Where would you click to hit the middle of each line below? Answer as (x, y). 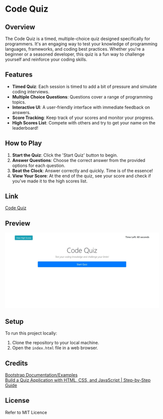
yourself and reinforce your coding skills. (46, 59)
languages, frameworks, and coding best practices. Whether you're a (75, 49)
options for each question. (39, 165)
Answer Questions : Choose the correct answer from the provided (79, 160)
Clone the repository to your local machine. (55, 343)
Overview (20, 27)
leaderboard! (25, 128)
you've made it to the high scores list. (50, 181)
